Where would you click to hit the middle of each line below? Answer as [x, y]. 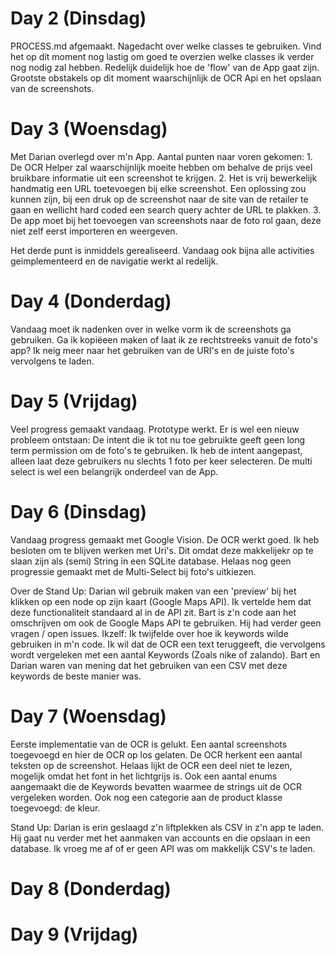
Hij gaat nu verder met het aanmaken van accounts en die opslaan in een [160, 838]
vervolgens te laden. [52, 361]
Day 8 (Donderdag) [91, 888]
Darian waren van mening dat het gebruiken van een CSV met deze [149, 665]
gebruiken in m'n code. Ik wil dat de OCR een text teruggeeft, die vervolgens [168, 644]
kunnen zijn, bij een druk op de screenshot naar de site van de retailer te [159, 199]
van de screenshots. [52, 88]
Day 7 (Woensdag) [88, 716]
